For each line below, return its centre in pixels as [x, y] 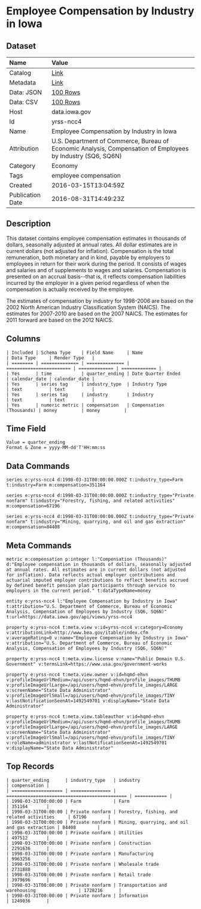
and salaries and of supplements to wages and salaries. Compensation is [96, 270]
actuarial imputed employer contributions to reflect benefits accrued [97, 580]
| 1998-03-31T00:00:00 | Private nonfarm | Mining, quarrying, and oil [97, 822]
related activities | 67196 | [59, 817]
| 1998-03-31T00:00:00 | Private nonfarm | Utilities [75, 833]
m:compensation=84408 [33, 527]
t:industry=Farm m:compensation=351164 [56, 485]
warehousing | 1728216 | [64, 890]
